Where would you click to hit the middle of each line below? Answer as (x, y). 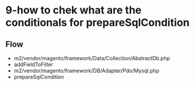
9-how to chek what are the (74, 10)
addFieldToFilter (34, 64)
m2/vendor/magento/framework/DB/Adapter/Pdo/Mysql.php (87, 70)
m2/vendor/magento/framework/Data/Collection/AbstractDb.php (92, 58)
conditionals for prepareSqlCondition (97, 23)
